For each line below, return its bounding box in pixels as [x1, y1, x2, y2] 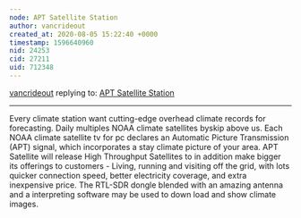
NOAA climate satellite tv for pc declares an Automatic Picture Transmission [9, 131, 289, 143]
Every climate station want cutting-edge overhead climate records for [9, 113, 266, 123]
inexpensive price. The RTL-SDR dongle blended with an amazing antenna [9, 180, 284, 190]
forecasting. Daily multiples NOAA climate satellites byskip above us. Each [9, 122, 283, 133]
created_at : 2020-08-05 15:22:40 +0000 [9, 29, 159, 38]
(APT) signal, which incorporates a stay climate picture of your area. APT [9, 141, 279, 152]
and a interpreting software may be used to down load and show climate [9, 189, 277, 199]
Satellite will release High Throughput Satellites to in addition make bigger [9, 151, 281, 162]
